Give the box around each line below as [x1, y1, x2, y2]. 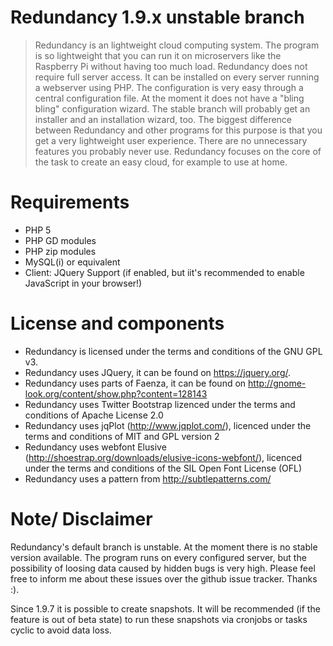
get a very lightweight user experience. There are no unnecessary [34, 134, 308, 146]
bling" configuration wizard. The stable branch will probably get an [34, 102, 311, 115]
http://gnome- [248, 377, 307, 389]
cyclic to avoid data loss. [10, 624, 112, 636]
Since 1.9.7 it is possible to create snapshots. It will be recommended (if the [10, 602, 321, 615]
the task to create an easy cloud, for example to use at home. [34, 156, 288, 168]
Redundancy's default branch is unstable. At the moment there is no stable [10, 541, 318, 553]
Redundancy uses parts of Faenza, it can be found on [24, 377, 247, 389]
